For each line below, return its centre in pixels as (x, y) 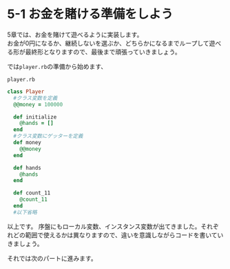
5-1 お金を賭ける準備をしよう (90, 14)
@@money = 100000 (38, 104)
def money (27, 143)
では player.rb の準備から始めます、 (57, 66)
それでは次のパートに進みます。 (52, 258)
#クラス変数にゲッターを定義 (48, 136)
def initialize (35, 117)
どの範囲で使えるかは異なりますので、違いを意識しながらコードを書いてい (118, 235)
